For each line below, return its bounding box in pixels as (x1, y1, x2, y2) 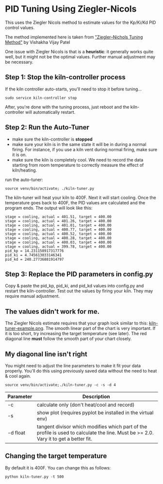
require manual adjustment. (5, 293, 60, 299)
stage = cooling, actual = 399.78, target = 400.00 (5, 244, 112, 249)
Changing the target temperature (5, 452, 107, 460)
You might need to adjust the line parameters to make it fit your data (5, 363, 141, 368)
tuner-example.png (5, 325, 44, 331)
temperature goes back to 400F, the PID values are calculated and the (5, 199, 146, 205)
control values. (5, 24, 35, 30)
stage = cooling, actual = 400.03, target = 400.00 (5, 240, 112, 245)
